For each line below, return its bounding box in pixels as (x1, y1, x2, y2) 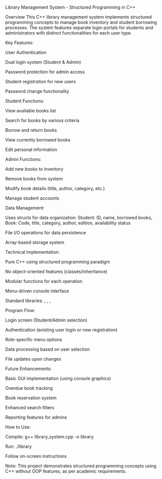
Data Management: (5, 205, 45, 211)
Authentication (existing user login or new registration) (5, 327, 118, 333)
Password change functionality (5, 88, 69, 94)
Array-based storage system (5, 239, 65, 245)
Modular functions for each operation (5, 278, 83, 284)
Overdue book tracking (5, 385, 53, 391)
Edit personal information (5, 146, 58, 152)
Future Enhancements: (5, 366, 52, 372)
